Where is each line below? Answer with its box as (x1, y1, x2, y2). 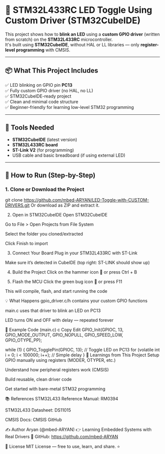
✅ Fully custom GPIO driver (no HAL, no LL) (5, 87, 93, 93)
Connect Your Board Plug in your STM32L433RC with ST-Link (12, 250, 137, 256)
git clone (5, 197, 23, 203)
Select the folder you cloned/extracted (5, 231, 83, 237)
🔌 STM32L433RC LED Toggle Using (5, 4, 152, 16)
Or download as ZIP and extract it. (30, 202, 100, 209)
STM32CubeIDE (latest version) (12, 137, 78, 142)
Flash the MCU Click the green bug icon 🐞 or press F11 (12, 279, 123, 285)
